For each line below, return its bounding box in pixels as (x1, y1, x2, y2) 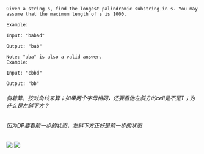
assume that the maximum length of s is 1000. (6, 11, 127, 17)
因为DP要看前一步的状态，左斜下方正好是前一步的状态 (6, 122, 142, 130)
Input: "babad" (6, 32, 45, 38)
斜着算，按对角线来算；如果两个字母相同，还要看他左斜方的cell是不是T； (6, 94, 190, 101)
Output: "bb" (6, 81, 40, 87)
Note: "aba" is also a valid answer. (6, 54, 103, 60)
